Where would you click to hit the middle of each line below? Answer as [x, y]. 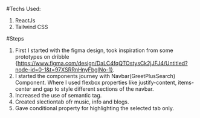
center [23, 89]
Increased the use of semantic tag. [58, 95]
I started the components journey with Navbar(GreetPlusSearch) [95, 76]
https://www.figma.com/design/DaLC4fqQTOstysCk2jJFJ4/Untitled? [103, 63]
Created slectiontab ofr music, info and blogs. [72, 102]
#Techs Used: [24, 9]
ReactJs [25, 20]
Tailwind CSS [31, 27]
